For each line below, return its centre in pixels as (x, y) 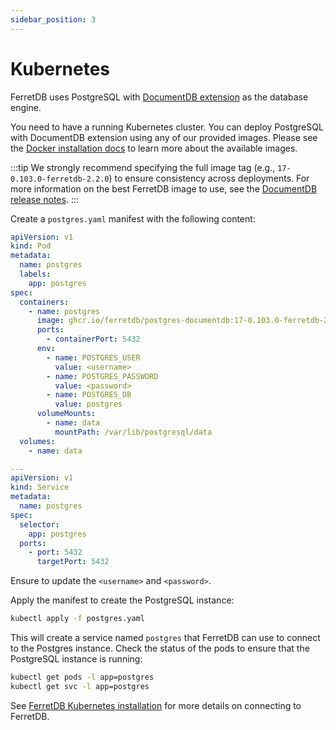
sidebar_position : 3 (53, 19)
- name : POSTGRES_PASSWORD (102, 376)
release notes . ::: (44, 199)
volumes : (37, 441)
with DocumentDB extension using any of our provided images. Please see (164, 137)
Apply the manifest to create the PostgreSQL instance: (122, 600)
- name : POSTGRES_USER (93, 357)
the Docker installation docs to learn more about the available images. (154, 148)
